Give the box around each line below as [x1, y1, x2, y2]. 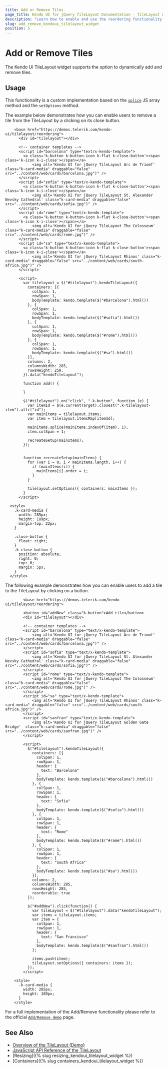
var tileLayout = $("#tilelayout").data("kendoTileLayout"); [31, 908, 162, 913]
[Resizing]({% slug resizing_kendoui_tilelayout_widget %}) [12, 1052, 133, 1058]
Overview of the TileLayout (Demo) [12, 1041, 85, 1048]
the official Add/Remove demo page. [5, 1014, 75, 1020]
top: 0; [18, 560, 35, 565]
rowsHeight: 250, [27, 368, 64, 373]
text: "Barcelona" [40, 768, 79, 773]
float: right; [18, 538, 48, 543]
